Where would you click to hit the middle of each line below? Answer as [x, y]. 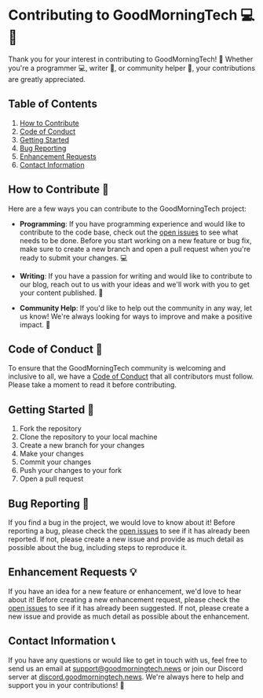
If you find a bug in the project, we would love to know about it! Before [122, 523]
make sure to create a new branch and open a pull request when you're [135, 249]
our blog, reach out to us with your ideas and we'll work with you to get [134, 284]
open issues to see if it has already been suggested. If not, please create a [129, 608]
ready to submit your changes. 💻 [73, 257]
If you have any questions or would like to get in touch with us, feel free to [128, 660]
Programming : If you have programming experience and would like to [132, 223]
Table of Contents [53, 104]
